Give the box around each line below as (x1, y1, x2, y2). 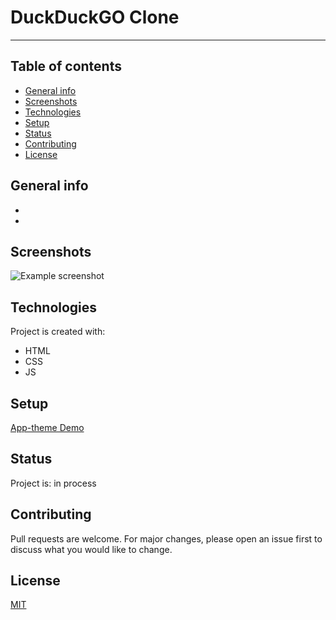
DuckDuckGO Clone (10, 6, 180, 29)
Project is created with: (10, 326, 106, 338)
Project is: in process (10, 477, 97, 489)
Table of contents (10, 58, 122, 75)
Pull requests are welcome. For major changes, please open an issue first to (10, 532, 323, 545)
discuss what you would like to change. (10, 543, 173, 555)
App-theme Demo (10, 422, 85, 433)
